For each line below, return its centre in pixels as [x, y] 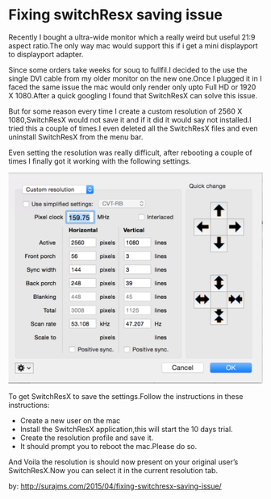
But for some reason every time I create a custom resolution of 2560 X [125, 111]
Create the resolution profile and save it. [87, 438]
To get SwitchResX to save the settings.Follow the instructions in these [126, 397]
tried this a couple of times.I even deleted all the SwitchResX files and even [133, 128]
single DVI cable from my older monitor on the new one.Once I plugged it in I [135, 78]
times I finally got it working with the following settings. [100, 161]
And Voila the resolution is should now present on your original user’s [123, 462]
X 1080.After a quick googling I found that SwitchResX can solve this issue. [133, 95]
